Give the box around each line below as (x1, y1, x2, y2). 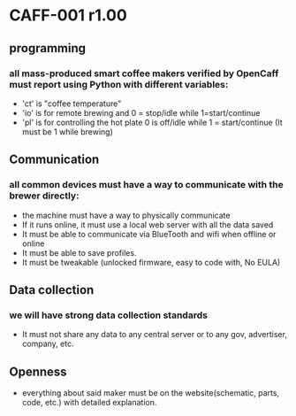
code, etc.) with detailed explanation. (21, 397, 157, 408)
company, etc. (21, 338, 74, 350)
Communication (9, 152, 100, 167)
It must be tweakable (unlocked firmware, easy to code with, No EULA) (21, 257, 281, 267)
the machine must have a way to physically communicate (21, 210, 231, 220)
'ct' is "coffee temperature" (21, 98, 122, 109)
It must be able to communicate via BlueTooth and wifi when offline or (21, 228, 277, 239)
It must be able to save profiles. (21, 247, 137, 258)
